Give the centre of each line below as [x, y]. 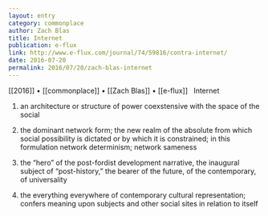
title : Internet [35, 38]
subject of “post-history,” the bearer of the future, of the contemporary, [138, 171]
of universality [44, 179]
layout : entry [32, 16]
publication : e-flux [43, 46]
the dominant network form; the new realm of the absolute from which [136, 130]
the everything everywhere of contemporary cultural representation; [133, 195]
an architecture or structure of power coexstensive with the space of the [140, 106]
